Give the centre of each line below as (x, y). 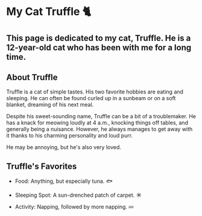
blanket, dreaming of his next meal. (50, 105)
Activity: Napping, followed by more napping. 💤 (74, 207)
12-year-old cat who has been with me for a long (99, 47)
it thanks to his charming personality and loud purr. (70, 136)
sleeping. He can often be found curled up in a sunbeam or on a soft (91, 98)
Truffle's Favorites (42, 166)
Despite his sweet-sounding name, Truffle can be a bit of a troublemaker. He (101, 116)
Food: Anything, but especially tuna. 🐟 (64, 181)
